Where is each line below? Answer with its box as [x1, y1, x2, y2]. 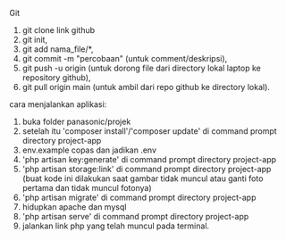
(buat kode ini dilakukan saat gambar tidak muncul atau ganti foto [21, 173, 264, 184]
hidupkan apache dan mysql [21, 202, 127, 212]
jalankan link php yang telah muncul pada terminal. [21, 220, 210, 231]
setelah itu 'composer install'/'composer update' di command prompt [21, 126, 277, 137]
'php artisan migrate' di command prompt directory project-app [21, 192, 257, 203]
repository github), [21, 72, 91, 83]
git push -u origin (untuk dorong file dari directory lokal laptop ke [21, 62, 261, 73]
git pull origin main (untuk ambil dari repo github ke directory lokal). [21, 82, 271, 92]
